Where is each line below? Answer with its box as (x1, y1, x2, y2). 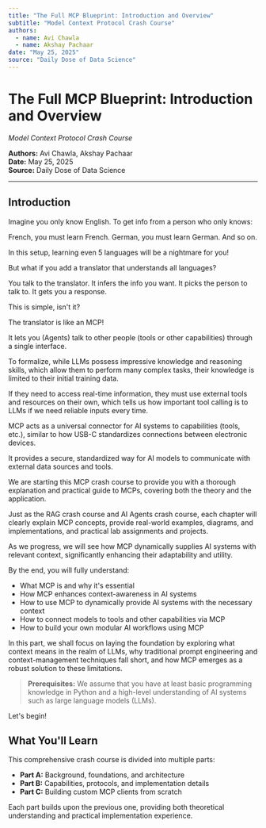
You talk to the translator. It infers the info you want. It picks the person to (8, 278, 248, 288)
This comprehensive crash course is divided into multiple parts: (8, 755, 215, 765)
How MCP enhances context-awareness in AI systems (19, 588, 197, 599)
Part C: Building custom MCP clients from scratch (19, 787, 182, 797)
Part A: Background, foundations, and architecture (19, 770, 184, 780)
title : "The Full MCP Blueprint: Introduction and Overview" (8, 11, 215, 20)
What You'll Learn (8, 734, 98, 748)
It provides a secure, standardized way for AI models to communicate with (8, 453, 251, 462)
